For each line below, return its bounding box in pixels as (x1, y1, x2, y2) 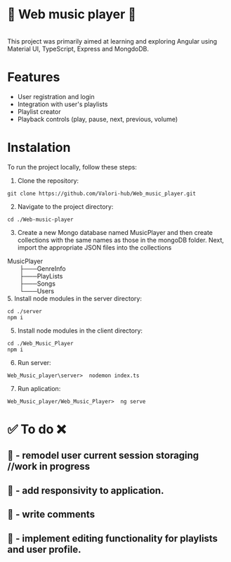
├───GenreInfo (20, 264, 66, 273)
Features (7, 70, 60, 85)
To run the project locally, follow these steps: (7, 162, 137, 171)
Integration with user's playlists (17, 100, 108, 108)
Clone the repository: (17, 176, 79, 185)
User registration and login (17, 92, 95, 101)
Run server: (17, 358, 51, 366)
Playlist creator (17, 107, 61, 115)
